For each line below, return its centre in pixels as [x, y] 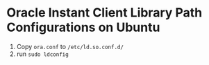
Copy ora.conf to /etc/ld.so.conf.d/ [70, 46]
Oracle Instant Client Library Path [104, 13]
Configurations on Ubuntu [83, 27]
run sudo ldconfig [42, 54]
